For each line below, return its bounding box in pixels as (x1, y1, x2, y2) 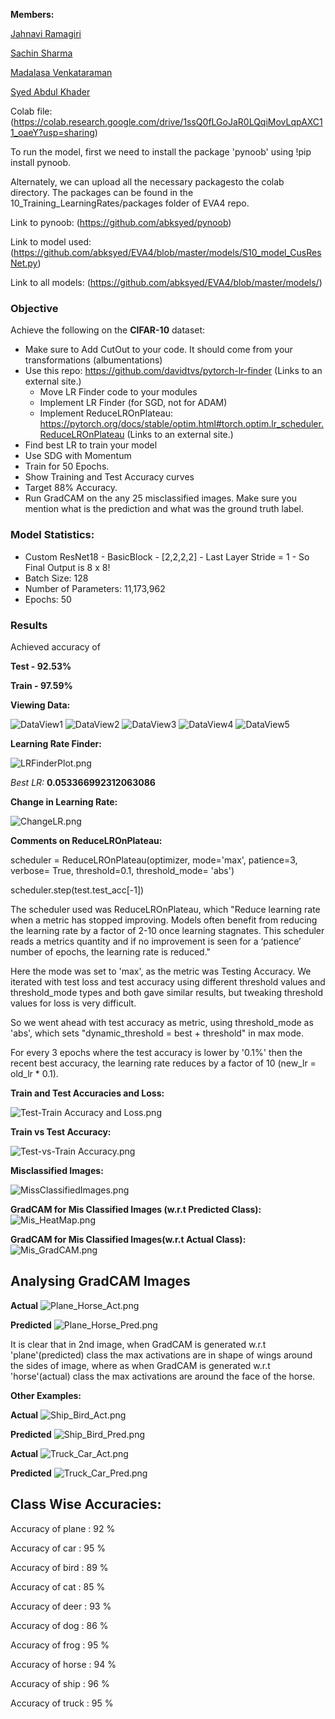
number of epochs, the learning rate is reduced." (10, 945, 212, 958)
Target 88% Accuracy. (24, 482, 118, 494)
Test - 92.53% (10, 660, 72, 672)
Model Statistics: (10, 528, 95, 542)
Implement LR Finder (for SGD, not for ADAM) (39, 397, 228, 409)
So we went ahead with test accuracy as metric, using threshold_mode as (10, 1016, 314, 1028)
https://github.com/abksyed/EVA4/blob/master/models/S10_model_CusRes (13, 247, 322, 258)
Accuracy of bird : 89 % (10, 1561, 109, 1573)
